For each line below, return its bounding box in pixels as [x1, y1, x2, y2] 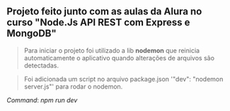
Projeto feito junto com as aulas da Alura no [6, 6, 202, 18]
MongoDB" [6, 27, 57, 39]
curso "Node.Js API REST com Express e [6, 17, 190, 29]
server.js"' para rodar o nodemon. [23, 82, 123, 91]
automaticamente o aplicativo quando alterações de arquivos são [23, 53, 215, 62]
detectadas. [23, 61, 59, 70]
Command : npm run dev [6, 96, 78, 104]
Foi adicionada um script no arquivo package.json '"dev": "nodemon [23, 74, 224, 83]
